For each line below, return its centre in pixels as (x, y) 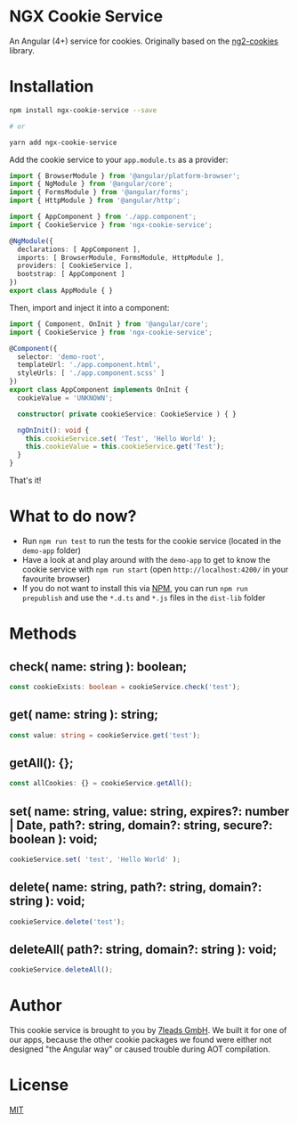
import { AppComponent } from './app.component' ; (103, 216)
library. (22, 50)
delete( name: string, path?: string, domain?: (136, 887)
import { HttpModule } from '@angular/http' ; (95, 201)
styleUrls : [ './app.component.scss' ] (91, 373)
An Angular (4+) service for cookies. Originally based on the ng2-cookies (144, 41)
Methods (43, 634)
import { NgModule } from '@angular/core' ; (91, 184)
